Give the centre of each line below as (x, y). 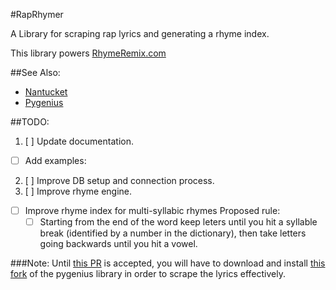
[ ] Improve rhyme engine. (78, 191)
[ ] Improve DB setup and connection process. (119, 181)
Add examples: (55, 160)
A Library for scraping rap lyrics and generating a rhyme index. (140, 33)
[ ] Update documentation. (79, 141)
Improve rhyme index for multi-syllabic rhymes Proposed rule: (152, 211)
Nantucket (46, 92)
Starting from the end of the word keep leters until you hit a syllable (178, 222)
